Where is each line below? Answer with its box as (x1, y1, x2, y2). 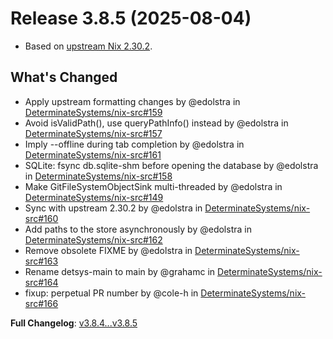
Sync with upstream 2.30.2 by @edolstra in (24, 202, 203, 214)
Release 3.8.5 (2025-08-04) (10, 7, 252, 30)
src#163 (24, 255, 59, 267)
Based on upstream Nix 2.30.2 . (24, 40, 153, 52)
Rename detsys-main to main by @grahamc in (24, 265, 216, 277)
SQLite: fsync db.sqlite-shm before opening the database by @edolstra (24, 159, 319, 171)
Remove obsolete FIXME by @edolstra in (24, 244, 193, 256)
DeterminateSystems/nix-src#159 (24, 106, 163, 118)
